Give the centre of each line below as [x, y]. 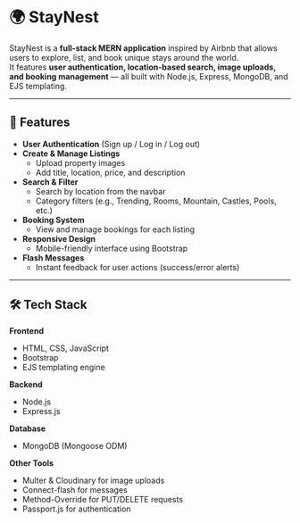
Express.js [41, 411]
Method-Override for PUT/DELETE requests [103, 499]
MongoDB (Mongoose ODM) [75, 445]
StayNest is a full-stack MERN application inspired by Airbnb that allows [144, 48]
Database [28, 428]
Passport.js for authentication [76, 509]
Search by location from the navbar [100, 191]
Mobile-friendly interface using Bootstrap [112, 248]
